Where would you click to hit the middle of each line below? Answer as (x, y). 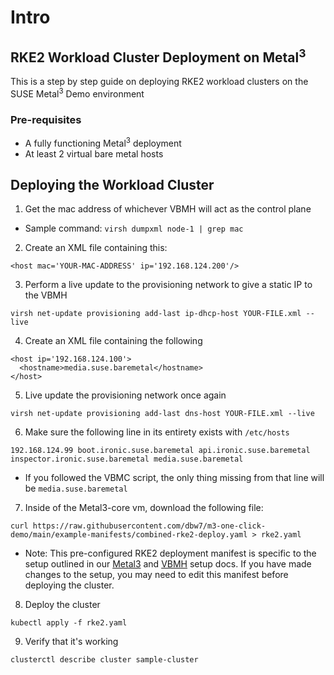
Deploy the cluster (62, 605)
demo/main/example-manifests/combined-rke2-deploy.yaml (129, 535)
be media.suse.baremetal (76, 488)
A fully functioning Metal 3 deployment (103, 142)
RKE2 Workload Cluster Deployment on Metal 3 (158, 56)
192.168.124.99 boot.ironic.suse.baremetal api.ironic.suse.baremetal (160, 451)
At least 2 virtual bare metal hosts (94, 153)
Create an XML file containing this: (96, 248)
